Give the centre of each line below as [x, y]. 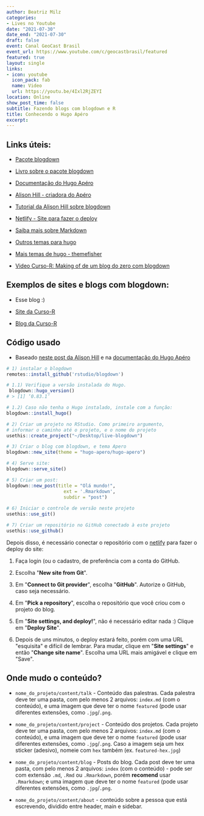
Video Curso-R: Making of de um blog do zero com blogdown [92, 266]
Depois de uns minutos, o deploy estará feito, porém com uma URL [99, 639]
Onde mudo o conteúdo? [54, 678]
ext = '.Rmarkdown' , [90, 491]
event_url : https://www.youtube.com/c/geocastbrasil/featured [87, 52]
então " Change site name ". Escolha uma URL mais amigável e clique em [106, 652]
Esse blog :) [30, 299]
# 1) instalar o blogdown [39, 368]
